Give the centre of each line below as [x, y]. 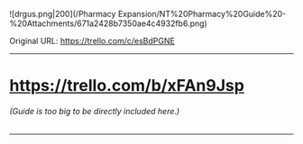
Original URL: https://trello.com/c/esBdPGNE [92, 41]
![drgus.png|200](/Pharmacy [63, 14]
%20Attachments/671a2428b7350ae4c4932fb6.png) [108, 23]
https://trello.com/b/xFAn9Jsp [127, 86]
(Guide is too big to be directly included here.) [95, 111]
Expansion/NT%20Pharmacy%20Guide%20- [202, 14]
